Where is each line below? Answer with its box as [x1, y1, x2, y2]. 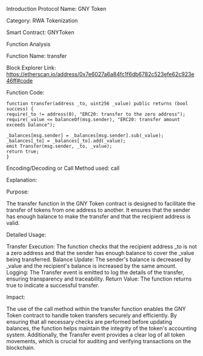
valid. [6, 219, 20, 226]
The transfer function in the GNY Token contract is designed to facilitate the [6, 200, 196, 207]
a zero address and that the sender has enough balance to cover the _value [6, 250, 195, 256]
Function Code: [6, 89, 45, 96]
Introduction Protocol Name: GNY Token [6, 5, 107, 12]
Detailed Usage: [6, 231, 47, 238]
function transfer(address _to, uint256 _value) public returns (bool [6, 100, 188, 106]
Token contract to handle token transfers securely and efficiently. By [6, 312, 178, 319]
